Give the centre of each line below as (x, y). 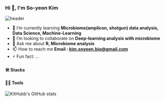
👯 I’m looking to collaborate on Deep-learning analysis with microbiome (86, 38)
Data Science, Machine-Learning (47, 33)
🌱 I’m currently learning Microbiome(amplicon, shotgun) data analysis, (85, 28)
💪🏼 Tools (14, 83)
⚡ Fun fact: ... (26, 56)
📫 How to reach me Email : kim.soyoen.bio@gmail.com (70, 49)
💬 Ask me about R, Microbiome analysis (53, 44)
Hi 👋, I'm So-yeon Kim (32, 8)
